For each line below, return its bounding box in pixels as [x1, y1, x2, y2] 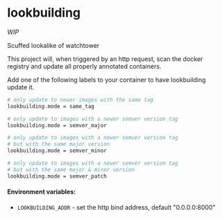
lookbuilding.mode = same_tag [7, 103, 95, 110]
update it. [7, 83, 35, 91]
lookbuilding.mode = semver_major [7, 121, 108, 129]
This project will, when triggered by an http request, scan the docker [7, 54, 203, 63]
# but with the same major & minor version [7, 166, 135, 173]
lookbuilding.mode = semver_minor [7, 147, 108, 154]
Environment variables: [7, 187, 76, 196]
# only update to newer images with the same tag [7, 96, 154, 103]
